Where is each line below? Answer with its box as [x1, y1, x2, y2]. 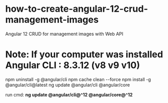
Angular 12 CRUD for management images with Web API [5, 31, 124, 37]
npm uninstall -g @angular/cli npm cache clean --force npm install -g [5, 76, 151, 82]
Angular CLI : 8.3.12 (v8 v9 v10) [5, 60, 140, 71]
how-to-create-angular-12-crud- [5, 3, 148, 15]
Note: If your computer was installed [5, 49, 163, 60]
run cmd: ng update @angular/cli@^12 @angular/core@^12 [5, 91, 133, 97]
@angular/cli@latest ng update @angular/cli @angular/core [5, 82, 130, 88]
